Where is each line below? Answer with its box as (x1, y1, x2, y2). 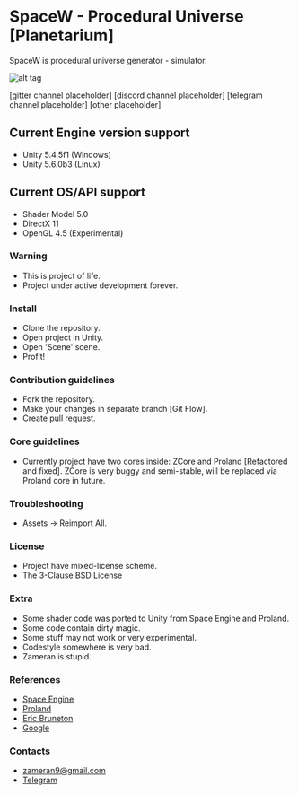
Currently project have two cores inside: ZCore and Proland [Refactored (22, 456, 288, 467)
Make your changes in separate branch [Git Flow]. (22, 404, 208, 414)
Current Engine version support (9, 126, 190, 141)
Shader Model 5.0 (22, 208, 89, 219)
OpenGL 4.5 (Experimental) (22, 227, 124, 239)
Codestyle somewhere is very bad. (22, 641, 152, 652)
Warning (9, 249, 48, 262)
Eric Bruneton (22, 712, 74, 723)
